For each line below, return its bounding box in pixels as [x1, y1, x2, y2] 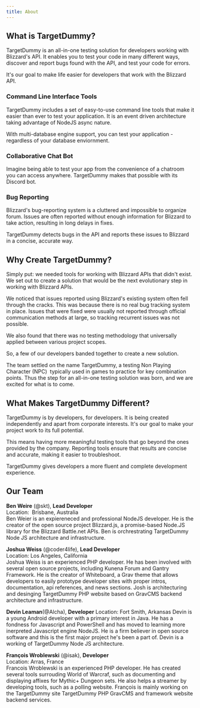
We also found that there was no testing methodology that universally [6, 332, 177, 339]
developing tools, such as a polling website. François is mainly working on [6, 683, 188, 691]
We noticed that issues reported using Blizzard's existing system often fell [6, 295, 188, 302]
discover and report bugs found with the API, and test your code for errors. [6, 59, 191, 66]
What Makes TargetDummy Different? [6, 398, 150, 408]
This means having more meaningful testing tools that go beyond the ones [6, 438, 189, 445]
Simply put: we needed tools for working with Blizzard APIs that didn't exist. [6, 271, 193, 278]
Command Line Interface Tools [6, 92, 97, 101]
